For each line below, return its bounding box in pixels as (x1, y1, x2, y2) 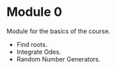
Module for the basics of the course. (6, 27, 111, 35)
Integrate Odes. (16, 48, 62, 56)
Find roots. (16, 40, 48, 48)
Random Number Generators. (16, 55, 101, 63)
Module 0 (6, 4, 63, 20)
